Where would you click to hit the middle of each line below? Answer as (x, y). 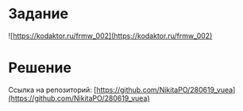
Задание (39, 14)
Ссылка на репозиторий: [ (52, 90)
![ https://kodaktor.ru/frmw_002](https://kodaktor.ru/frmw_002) (110, 36)
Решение (40, 68)
